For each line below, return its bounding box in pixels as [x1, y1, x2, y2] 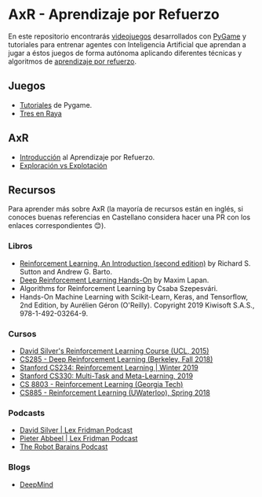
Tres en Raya [19, 109, 63, 118]
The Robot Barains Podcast [19, 442, 108, 451]
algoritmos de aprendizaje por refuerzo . [8, 57, 137, 66]
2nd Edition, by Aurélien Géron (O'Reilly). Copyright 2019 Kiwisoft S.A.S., [19, 300, 255, 310]
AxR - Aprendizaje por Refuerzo [8, 6, 220, 24]
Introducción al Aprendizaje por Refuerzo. [19, 152, 155, 162]
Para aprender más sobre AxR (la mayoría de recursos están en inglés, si [8, 204, 243, 214]
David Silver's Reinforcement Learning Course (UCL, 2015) [19, 346, 209, 355]
